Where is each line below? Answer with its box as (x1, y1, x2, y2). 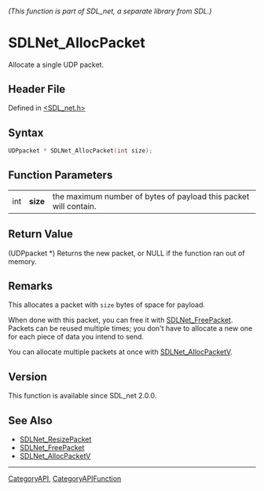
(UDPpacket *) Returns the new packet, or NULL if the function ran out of (8, 248, 245, 258)
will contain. (52, 200, 97, 211)
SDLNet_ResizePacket (19, 434, 92, 444)
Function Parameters (8, 169, 113, 182)
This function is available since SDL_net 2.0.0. (8, 391, 157, 401)
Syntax (8, 126, 44, 139)
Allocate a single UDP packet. (8, 60, 104, 69)
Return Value (8, 228, 73, 241)
